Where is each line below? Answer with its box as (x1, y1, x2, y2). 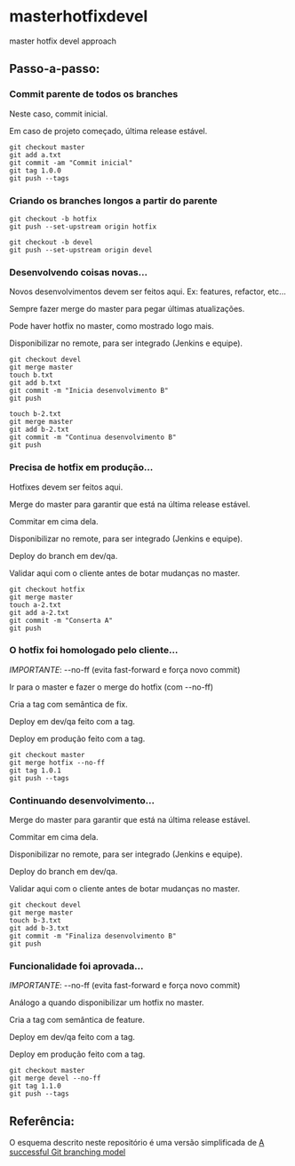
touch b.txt (9, 371, 53, 379)
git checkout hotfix (9, 585, 86, 594)
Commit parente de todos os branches (9, 88, 179, 100)
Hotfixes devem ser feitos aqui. (9, 482, 124, 492)
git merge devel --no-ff (9, 1074, 101, 1083)
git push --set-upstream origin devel (9, 245, 153, 254)
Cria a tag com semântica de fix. (9, 699, 129, 709)
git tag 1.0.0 (9, 166, 62, 175)
